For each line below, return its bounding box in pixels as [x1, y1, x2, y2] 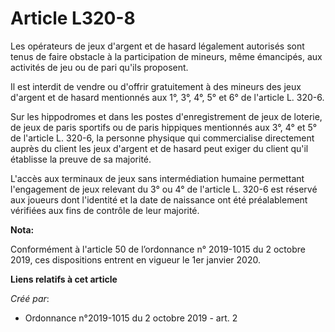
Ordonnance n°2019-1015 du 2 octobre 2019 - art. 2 [24, 312, 238, 324]
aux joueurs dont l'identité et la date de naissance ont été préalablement [10, 193, 308, 206]
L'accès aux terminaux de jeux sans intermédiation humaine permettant [10, 172, 305, 184]
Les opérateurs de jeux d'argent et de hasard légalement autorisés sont [10, 40, 305, 52]
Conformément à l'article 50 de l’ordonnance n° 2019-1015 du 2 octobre [10, 243, 306, 255]
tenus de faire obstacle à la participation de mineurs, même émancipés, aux [10, 50, 323, 62]
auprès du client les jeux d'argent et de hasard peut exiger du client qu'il [10, 142, 309, 154]
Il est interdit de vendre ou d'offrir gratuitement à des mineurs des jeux [10, 80, 302, 92]
